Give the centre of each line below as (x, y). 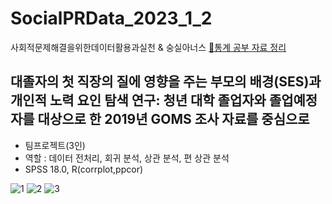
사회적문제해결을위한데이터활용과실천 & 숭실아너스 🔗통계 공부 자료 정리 (148, 47)
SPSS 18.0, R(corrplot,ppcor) (84, 169)
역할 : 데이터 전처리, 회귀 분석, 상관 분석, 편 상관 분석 (127, 158)
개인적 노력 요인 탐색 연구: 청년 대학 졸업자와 (138, 100)
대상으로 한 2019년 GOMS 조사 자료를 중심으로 (173, 119)
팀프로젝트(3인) (55, 145)
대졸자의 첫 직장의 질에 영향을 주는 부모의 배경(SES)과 (166, 82)
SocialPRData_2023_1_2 (111, 18)
